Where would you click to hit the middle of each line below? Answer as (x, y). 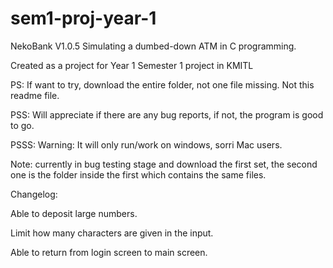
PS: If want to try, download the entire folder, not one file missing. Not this (162, 84)
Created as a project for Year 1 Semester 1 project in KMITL (132, 65)
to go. (22, 125)
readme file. (35, 95)
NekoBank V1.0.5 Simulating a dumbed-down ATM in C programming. (153, 46)
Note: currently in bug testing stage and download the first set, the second (164, 164)
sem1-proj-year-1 (83, 18)
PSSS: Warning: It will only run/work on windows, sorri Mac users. (146, 144)
